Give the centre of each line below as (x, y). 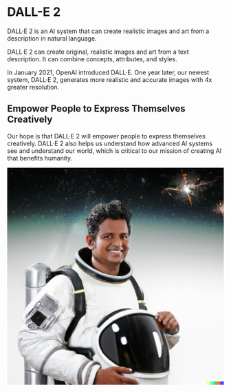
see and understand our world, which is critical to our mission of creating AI (114, 151)
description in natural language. (52, 38)
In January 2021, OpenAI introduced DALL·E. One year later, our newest (108, 72)
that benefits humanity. (40, 158)
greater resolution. (33, 87)
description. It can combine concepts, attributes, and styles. (92, 59)
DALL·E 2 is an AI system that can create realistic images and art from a (108, 31)
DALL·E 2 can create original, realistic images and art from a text (98, 52)
